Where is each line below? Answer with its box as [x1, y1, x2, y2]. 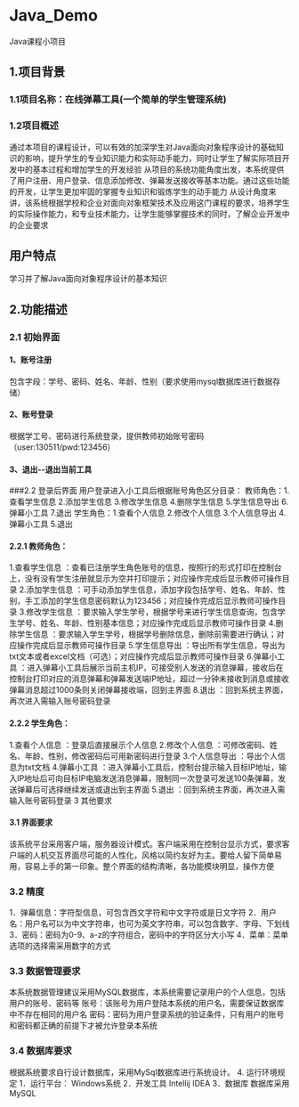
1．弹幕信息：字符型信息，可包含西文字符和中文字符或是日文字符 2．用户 [9, 908, 278, 918]
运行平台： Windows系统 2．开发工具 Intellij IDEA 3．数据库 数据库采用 [29, 1078, 290, 1088]
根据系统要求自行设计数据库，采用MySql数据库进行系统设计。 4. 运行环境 [9, 1066, 279, 1078]
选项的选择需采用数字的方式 [9, 940, 111, 951]
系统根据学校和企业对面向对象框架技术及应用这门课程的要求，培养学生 [32, 197, 290, 208]
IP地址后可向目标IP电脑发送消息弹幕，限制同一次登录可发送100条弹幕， [16, 772, 279, 784]
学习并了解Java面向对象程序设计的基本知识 [9, 273, 167, 284]
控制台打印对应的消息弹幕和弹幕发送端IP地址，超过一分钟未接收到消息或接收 [9, 673, 289, 684]
